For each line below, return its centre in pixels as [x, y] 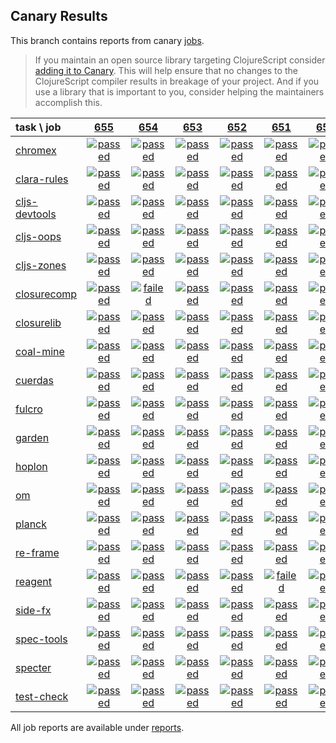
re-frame [37, 552]
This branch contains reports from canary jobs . [107, 40]
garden [32, 437]
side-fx [33, 610]
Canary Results [59, 16]
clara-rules [42, 179]
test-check [42, 696]
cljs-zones [41, 265]
